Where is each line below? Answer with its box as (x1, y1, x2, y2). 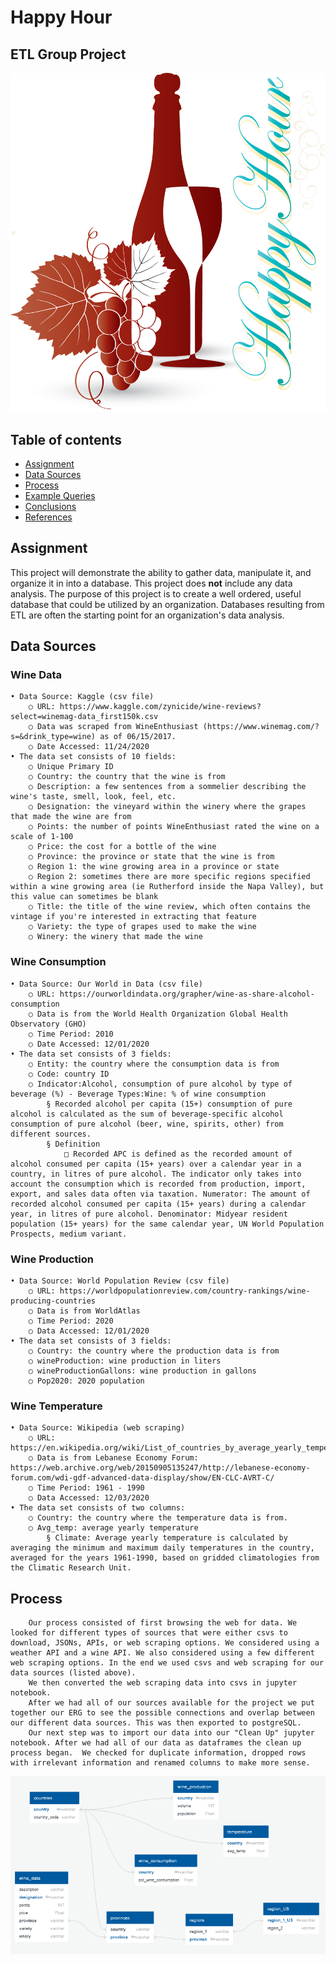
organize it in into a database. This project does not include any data (10, 577, 293, 589)
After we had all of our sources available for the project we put (28, 1698, 315, 1708)
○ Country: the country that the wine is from (28, 772, 226, 782)
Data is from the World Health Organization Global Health (36, 1009, 288, 1019)
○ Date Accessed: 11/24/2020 (28, 742, 150, 752)
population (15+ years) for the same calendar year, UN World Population (10, 1219, 325, 1229)
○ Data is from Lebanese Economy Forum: (28, 1453, 199, 1463)
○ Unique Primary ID (28, 762, 114, 772)
